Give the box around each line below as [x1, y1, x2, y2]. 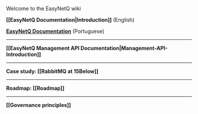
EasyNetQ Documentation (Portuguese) [6, 28, 105, 35]
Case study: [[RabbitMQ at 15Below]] [6, 68, 99, 75]
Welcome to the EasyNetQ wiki [6, 5, 81, 12]
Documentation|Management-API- [80, 45, 168, 52]
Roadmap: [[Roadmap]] [6, 85, 65, 92]
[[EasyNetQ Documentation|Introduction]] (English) [6, 16, 135, 23]
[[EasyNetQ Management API [6, 45, 80, 52]
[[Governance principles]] [6, 102, 71, 108]
